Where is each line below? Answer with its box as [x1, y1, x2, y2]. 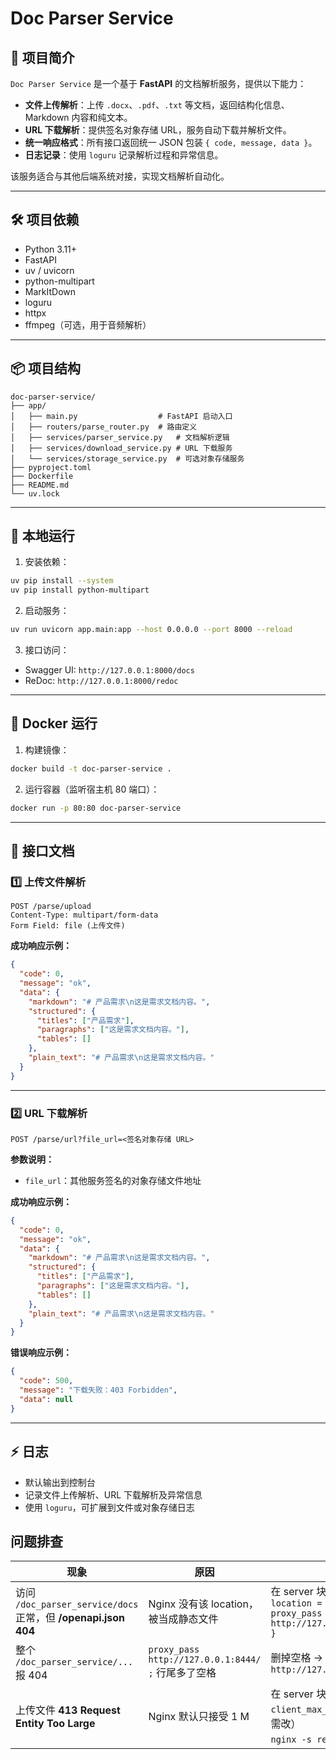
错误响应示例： [10, 1347, 72, 1359]
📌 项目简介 [10, 49, 75, 66]
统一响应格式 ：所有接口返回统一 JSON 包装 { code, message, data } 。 [24, 137, 318, 148]
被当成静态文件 [148, 1612, 219, 1626]
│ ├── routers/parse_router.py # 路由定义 [10, 422, 198, 432]
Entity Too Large [15, 1717, 96, 1731]
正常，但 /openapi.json [15, 1611, 125, 1625]
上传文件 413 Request [15, 1703, 121, 1717]
